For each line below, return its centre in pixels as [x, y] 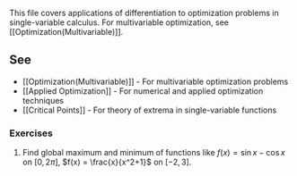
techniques [43, 100]
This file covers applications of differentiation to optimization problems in [144, 13]
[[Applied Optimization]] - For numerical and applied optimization [143, 91]
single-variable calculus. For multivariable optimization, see [119, 22]
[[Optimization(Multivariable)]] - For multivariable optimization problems [155, 81]
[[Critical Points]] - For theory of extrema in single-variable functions [149, 110]
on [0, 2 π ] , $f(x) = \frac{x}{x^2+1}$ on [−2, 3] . [107, 162]
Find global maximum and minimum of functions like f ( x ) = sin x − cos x [153, 153]
